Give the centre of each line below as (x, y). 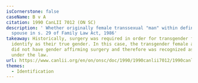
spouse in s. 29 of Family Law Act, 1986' (64, 33)
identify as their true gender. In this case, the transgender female (100, 44)
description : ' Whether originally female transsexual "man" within (92, 28)
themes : (16, 66)
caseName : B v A (26, 17)
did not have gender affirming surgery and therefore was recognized (98, 50)
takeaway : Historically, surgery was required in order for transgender (97, 39)
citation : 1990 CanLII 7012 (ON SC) (51, 22)
